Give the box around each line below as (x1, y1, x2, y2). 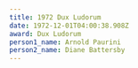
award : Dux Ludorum (9, 29, 82, 38)
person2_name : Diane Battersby (9, 46, 126, 55)
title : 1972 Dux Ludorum (9, 12, 101, 22)
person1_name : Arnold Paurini (9, 37, 122, 47)
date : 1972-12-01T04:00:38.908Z (9, 21, 129, 30)
